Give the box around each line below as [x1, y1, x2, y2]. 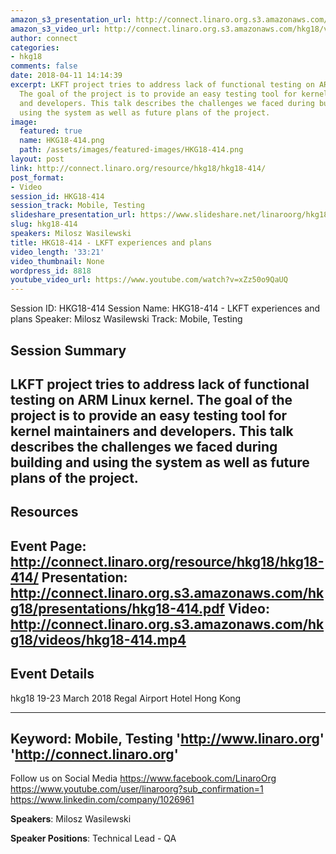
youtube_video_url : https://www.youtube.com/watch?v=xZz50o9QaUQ [10, 275, 288, 285]
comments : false [10, 61, 78, 71]
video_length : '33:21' [10, 247, 105, 257]
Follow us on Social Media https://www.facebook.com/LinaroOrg [10, 772, 277, 785]
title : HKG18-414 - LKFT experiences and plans [10, 237, 213, 248]
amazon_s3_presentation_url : [10, 14, 132, 25]
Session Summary [10, 342, 127, 359]
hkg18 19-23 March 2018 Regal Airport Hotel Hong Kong [10, 692, 242, 704]
